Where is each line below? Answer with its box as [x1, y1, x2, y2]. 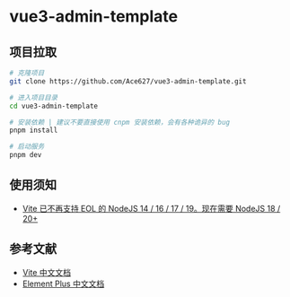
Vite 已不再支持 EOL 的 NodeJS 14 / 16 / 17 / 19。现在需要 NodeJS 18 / [22, 203, 281, 214]
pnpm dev [9, 151, 42, 160]
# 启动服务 [9, 142, 45, 152]
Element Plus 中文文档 [22, 278, 105, 289]
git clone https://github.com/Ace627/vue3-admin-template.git [9, 76, 247, 86]
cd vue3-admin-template [9, 101, 99, 110]
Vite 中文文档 [22, 266, 72, 277]
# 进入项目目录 [9, 92, 58, 102]
